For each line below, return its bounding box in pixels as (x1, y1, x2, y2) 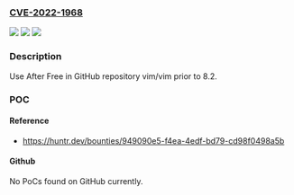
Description (9, 50, 62, 63)
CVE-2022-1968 (9, 6, 84, 19)
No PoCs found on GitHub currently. (9, 175, 143, 186)
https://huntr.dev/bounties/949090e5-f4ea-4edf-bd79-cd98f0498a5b (22, 135, 285, 146)
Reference (9, 115, 50, 127)
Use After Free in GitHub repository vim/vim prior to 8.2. (9, 70, 218, 82)
